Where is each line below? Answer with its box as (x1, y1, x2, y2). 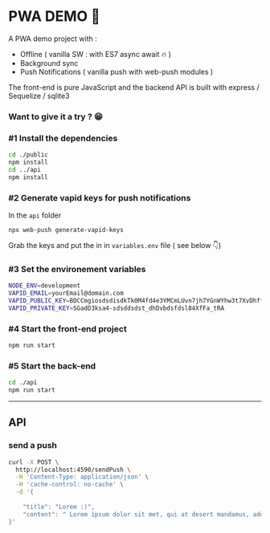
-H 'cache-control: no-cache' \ (15, 481, 125, 489)
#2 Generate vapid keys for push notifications (8, 192, 191, 203)
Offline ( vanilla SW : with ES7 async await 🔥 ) (19, 49, 171, 59)
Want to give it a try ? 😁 (8, 111, 103, 122)
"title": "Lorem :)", (22, 502, 95, 511)
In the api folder (8, 210, 62, 220)
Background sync (19, 58, 79, 67)
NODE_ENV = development (8, 282, 81, 290)
